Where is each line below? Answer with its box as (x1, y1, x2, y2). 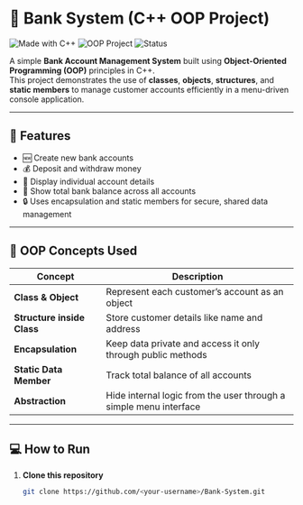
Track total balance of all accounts (106, 369, 252, 381)
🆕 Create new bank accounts (22, 152, 133, 163)
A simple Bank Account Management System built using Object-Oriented (9, 55, 287, 66)
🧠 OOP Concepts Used (9, 243, 138, 259)
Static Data (14, 363, 63, 375)
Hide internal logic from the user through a (106, 389, 286, 401)
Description (171, 270, 224, 282)
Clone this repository (22, 470, 104, 481)
